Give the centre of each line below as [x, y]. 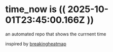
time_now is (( [35, 9]
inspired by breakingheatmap [36, 43]
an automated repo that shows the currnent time [56, 34]
